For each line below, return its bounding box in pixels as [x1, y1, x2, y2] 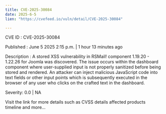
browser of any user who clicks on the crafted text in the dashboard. [5, 80, 145, 86]
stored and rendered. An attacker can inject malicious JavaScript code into [5, 69, 158, 75]
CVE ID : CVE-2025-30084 [5, 34, 60, 40]
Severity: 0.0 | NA [5, 90, 41, 96]
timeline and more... [5, 105, 46, 111]
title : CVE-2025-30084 [5, 7, 52, 12]
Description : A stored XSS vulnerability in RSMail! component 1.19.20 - [5, 54, 150, 59]
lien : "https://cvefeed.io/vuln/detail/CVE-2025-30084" [5, 16, 123, 21]
